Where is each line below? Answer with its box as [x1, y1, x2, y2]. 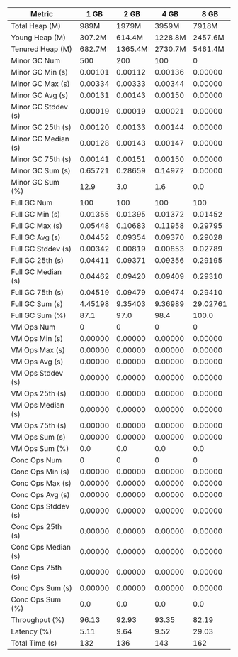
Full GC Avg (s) [11, 232, 62, 242]
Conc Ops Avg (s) [11, 490, 70, 499]
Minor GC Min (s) [11, 67, 69, 77]
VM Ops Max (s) [11, 345, 65, 354]
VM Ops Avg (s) [11, 357, 64, 366]
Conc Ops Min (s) [11, 467, 69, 477]
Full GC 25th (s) [11, 256, 64, 265]
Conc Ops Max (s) [11, 479, 72, 488]
